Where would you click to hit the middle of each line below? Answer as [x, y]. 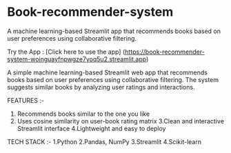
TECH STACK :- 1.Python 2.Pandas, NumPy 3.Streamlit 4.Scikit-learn [104, 141]
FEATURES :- [26, 100]
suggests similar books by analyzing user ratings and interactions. [101, 87]
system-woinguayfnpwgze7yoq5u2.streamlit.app [77, 59]
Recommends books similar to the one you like [83, 114]
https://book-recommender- [165, 52]
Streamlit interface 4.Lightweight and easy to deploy [91, 128]
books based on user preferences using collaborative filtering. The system [113, 79]
